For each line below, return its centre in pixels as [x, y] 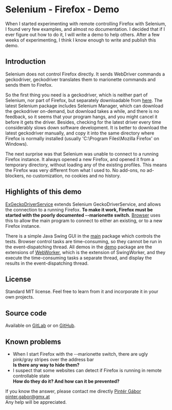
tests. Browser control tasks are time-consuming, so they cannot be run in [84, 241]
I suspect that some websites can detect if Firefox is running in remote [87, 370]
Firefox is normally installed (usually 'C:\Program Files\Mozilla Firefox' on [82, 138]
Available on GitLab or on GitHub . [41, 326]
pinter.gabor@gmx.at [28, 397]
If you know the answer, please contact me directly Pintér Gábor [73, 391]
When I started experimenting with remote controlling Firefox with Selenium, [86, 24]
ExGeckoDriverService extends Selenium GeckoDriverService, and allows [83, 204]
